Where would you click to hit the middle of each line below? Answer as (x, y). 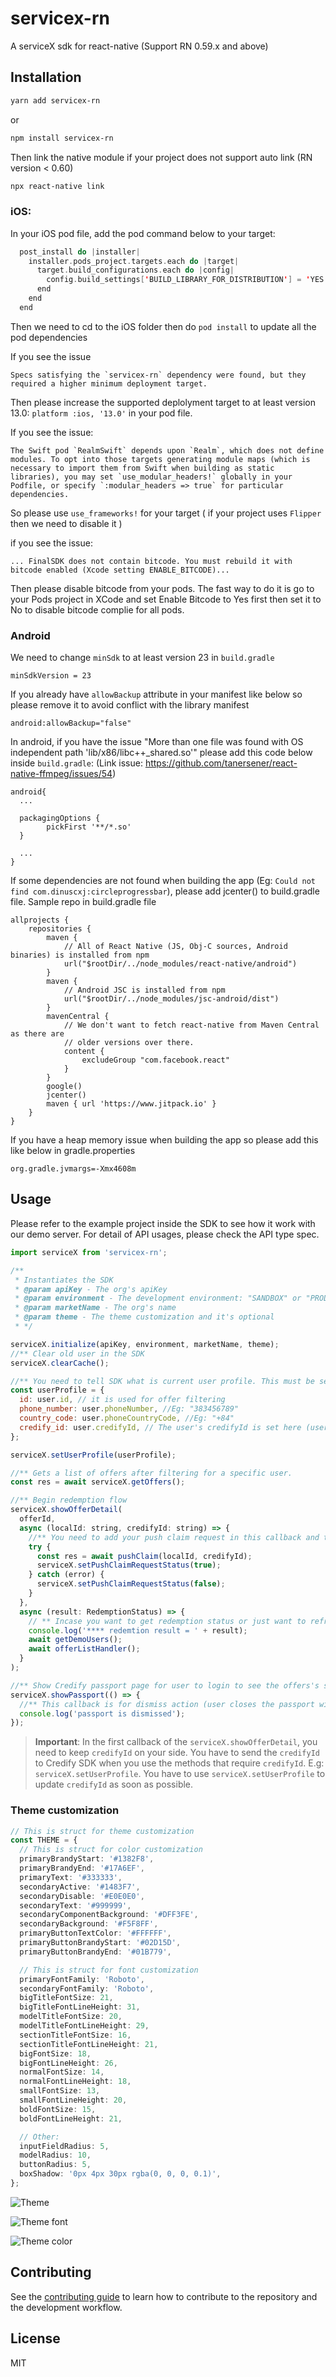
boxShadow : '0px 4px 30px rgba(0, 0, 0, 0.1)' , (120, 2174)
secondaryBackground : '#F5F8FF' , (89, 1924)
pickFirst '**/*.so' (89, 827)
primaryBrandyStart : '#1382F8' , (87, 1859)
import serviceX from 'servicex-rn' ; (89, 1252)
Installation (46, 77)
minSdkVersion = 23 (51, 676)
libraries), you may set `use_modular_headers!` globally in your (151, 477)
